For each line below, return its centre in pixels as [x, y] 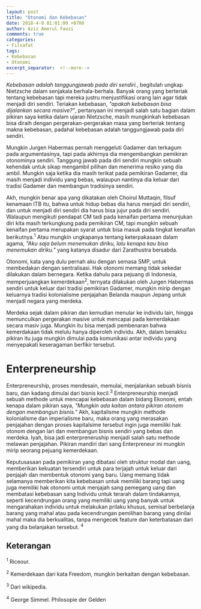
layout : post [22, 12]
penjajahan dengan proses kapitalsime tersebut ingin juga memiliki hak [94, 425]
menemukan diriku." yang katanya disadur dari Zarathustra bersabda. [92, 250]
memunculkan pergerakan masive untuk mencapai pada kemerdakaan [93, 319]
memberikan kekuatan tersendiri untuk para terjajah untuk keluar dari [91, 468]
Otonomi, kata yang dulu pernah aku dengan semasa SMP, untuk [86, 262]
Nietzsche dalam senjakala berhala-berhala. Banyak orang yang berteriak [97, 91]
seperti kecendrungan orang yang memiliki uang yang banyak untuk [90, 501]
